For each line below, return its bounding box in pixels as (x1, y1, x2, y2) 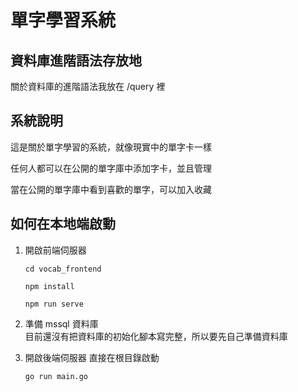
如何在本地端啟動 (10, 216, 116, 233)
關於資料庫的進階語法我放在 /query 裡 (10, 81, 166, 92)
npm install (24, 281, 75, 291)
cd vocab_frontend (24, 264, 102, 274)
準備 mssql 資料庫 (24, 317, 99, 330)
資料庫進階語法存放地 (10, 52, 142, 69)
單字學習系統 (10, 9, 117, 32)
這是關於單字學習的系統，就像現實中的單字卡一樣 (10, 141, 212, 153)
